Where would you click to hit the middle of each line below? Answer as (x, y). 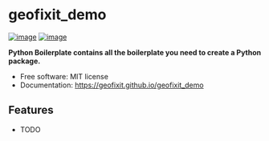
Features (31, 110)
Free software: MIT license (64, 76)
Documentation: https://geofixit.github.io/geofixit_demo (112, 85)
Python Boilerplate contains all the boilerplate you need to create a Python (135, 52)
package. (24, 61)
